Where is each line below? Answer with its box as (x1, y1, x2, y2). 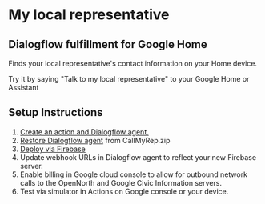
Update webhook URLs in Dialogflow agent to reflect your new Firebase (19, 152, 257, 162)
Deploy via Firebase (19, 144, 86, 154)
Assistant (8, 82, 39, 92)
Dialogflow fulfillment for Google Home (8, 38, 208, 51)
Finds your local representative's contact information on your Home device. (8, 58, 258, 68)
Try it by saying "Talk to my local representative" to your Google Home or (8, 74, 250, 83)
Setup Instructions (8, 106, 103, 119)
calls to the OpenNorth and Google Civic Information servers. (19, 178, 223, 187)
